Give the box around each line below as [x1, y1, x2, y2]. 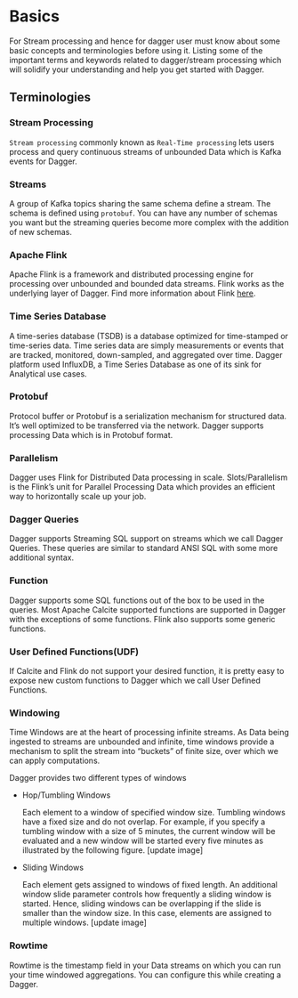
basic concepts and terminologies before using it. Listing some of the [9, 45, 263, 55]
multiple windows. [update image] [21, 917, 147, 928]
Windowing [9, 706, 60, 718]
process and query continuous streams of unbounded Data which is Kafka [9, 146, 282, 157]
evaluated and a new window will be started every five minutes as [21, 835, 264, 847]
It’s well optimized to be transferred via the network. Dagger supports [9, 420, 264, 431]
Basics [9, 6, 60, 27]
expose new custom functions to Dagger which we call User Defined [9, 675, 261, 686]
